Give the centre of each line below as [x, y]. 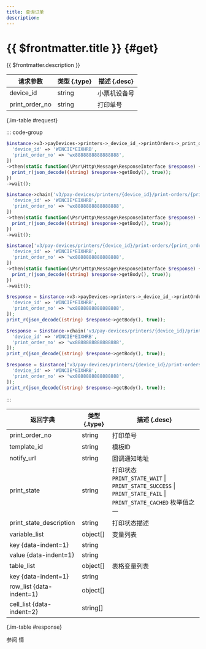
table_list [22, 565]
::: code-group [25, 132]
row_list [21, 586]
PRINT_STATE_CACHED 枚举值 [150, 502]
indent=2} [24, 612]
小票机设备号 [116, 93]
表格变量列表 [130, 566]
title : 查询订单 [25, 12]
